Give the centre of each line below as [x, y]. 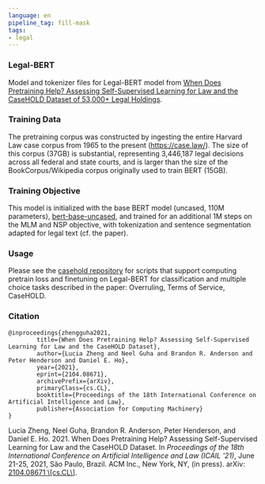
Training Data [35, 119]
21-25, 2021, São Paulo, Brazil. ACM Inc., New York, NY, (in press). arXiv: [127, 463]
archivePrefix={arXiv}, [76, 381]
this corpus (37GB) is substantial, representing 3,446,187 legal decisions [126, 153]
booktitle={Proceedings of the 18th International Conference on [147, 395]
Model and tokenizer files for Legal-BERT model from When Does [115, 82]
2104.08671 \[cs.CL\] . [43, 472]
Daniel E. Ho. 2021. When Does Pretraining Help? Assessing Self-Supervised [133, 438]
